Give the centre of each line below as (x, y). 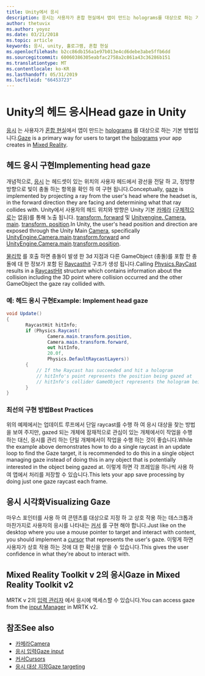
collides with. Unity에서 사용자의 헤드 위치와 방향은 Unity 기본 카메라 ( (91, 209)
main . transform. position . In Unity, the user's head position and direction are (102, 224)
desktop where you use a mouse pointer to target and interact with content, (101, 532)
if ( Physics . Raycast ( (53, 330)
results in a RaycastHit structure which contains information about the (94, 271)
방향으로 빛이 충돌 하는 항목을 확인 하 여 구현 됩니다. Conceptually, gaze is (95, 189)
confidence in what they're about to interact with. (68, 554)
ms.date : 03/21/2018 (33, 35)
